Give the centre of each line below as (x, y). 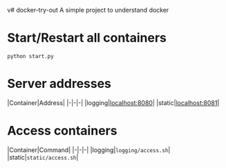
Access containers (62, 131)
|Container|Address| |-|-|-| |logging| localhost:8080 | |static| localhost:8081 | (113, 102)
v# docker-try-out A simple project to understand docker (88, 10)
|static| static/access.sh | (43, 157)
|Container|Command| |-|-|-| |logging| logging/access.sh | (89, 150)
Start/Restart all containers (87, 38)
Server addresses (59, 84)
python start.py (30, 56)
